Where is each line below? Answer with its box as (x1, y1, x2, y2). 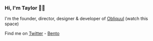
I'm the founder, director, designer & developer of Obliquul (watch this (4, 16, 148, 22)
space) (4, 21, 19, 27)
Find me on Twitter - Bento (4, 31, 60, 37)
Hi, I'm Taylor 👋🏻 (4, 4, 45, 11)
